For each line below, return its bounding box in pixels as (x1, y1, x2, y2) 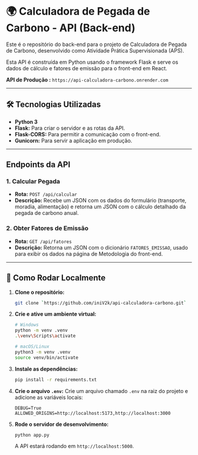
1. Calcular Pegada (6, 178, 61, 186)
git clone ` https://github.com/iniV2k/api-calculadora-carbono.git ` (14, 300, 187, 306)
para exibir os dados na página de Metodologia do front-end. (14, 250, 163, 257)
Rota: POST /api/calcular (14, 191, 78, 198)
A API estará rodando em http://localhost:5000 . (14, 443, 134, 450)
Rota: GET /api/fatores (14, 237, 72, 245)
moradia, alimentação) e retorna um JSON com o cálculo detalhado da (14, 203, 186, 210)
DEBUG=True (14, 405, 42, 411)
